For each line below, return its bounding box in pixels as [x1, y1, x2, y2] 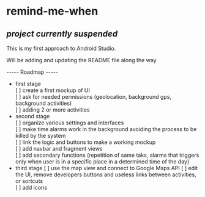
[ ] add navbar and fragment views [15, 145, 103, 152]
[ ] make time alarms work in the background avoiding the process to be [15, 126, 197, 132]
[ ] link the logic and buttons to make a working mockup [15, 138, 156, 146]
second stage [15, 113, 50, 120]
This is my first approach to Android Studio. [6, 45, 116, 52]
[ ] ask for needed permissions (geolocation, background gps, [15, 93, 172, 100]
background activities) [15, 99, 72, 107]
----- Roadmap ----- [6, 68, 58, 76]
